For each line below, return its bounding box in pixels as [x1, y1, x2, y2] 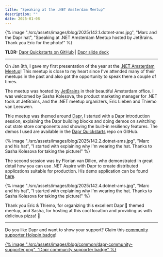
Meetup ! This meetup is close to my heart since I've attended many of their [5, 69, 155, 74]
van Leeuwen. [5, 104, 33, 110]
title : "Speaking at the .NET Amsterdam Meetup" [5, 7, 105, 12]
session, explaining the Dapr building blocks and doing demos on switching [5, 118, 156, 124]
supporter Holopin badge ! [5, 232, 57, 238]
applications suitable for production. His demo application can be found [5, 168, 148, 174]
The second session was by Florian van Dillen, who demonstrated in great [5, 158, 153, 164]
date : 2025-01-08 [5, 16, 40, 21]
